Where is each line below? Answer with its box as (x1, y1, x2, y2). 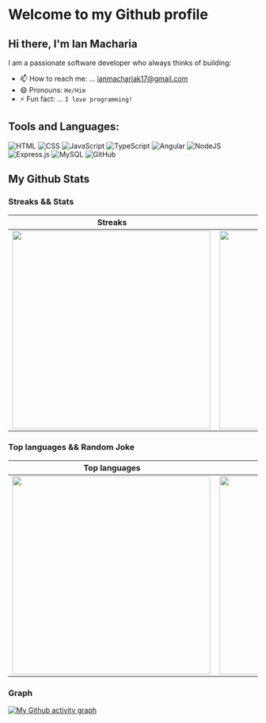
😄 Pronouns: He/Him (19, 86, 86, 94)
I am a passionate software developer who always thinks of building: (8, 58, 232, 67)
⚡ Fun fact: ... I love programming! (19, 94, 133, 104)
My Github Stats (8, 173, 89, 186)
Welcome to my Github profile (8, 6, 208, 24)
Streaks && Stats (8, 196, 74, 207)
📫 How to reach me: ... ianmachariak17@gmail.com (19, 74, 188, 83)
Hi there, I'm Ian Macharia (8, 37, 138, 51)
